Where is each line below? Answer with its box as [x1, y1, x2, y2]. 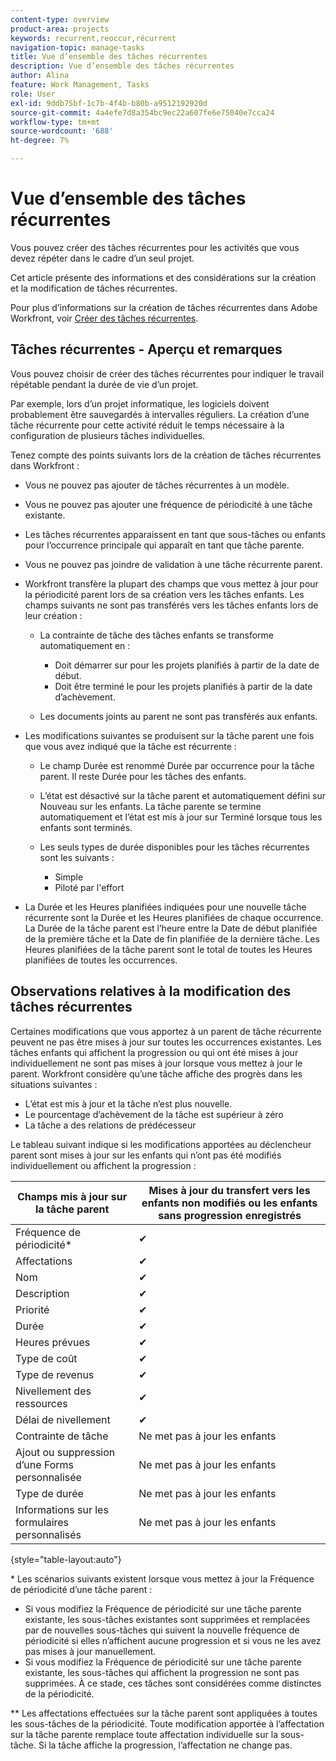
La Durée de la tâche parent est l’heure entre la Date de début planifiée [24, 922, 318, 934]
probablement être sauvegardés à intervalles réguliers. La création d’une [10, 408, 310, 420]
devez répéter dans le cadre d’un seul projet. [10, 252, 195, 264]
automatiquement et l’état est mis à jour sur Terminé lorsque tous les [39, 811, 323, 823]
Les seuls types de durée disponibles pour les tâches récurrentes [39, 841, 310, 853]
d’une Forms [15, 1457, 75, 1471]
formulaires [15, 1515, 70, 1529]
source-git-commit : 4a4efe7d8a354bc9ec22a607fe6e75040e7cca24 [10, 107, 275, 118]
